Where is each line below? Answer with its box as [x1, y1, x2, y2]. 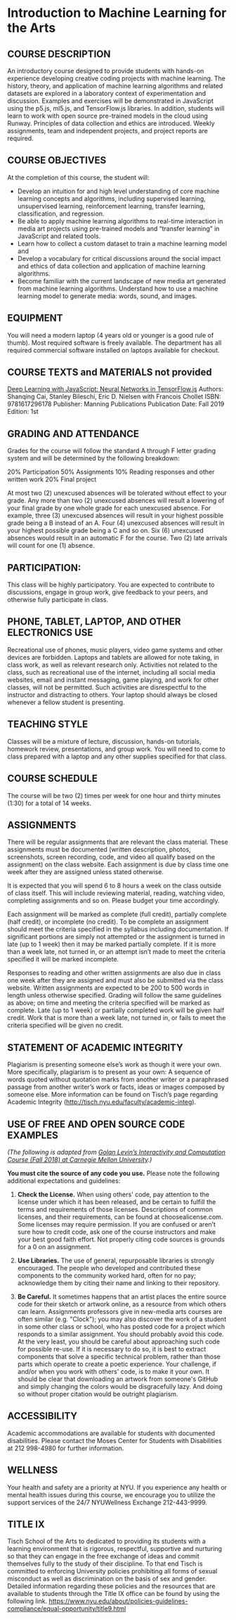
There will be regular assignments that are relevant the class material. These [7, 837, 228, 847]
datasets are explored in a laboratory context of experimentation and [7, 90, 206, 97]
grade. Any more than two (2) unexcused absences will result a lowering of [7, 496, 225, 505]
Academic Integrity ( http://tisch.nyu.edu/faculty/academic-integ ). [7, 1098, 197, 1106]
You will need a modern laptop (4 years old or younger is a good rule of [7, 331, 214, 339]
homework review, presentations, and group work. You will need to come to [7, 744, 226, 753]
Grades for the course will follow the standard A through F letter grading [7, 446, 216, 455]
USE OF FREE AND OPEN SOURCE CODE [7, 1118, 185, 1130]
